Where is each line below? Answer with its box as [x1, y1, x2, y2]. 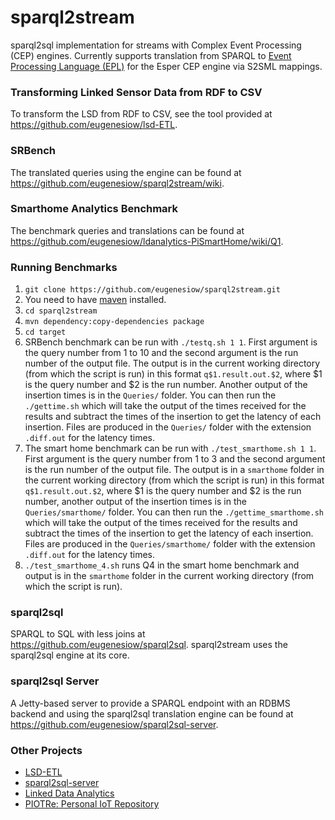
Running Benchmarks [10, 260, 118, 274]
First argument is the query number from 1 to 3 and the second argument [24, 453, 326, 465]
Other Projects [10, 743, 83, 757]
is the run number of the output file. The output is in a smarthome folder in [24, 464, 325, 476]
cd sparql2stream [24, 306, 98, 316]
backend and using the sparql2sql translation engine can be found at [10, 707, 294, 720]
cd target [24, 327, 67, 338]
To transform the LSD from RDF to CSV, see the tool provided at [10, 108, 273, 120]
